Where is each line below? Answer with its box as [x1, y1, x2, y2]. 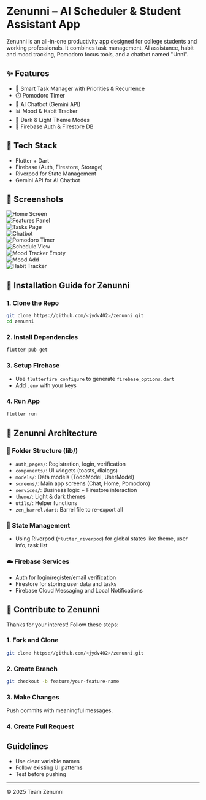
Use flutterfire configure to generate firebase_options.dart [15, 375, 175, 383]
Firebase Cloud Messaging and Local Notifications [15, 587, 143, 594]
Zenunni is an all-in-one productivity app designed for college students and [6, 37, 197, 45]
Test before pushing [15, 770, 66, 777]
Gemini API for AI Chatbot [15, 176, 81, 183]
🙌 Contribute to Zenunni [6, 604, 100, 615]
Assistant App [6, 17, 81, 31]
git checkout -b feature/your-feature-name [6, 679, 120, 685]
